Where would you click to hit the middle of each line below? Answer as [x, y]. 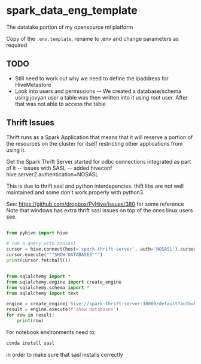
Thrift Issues [31, 123]
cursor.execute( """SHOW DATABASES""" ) [54, 255]
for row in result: [31, 315]
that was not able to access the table [60, 104]
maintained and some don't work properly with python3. [75, 192]
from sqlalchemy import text [42, 293]
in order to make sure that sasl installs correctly [65, 354]
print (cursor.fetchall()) [38, 261]
